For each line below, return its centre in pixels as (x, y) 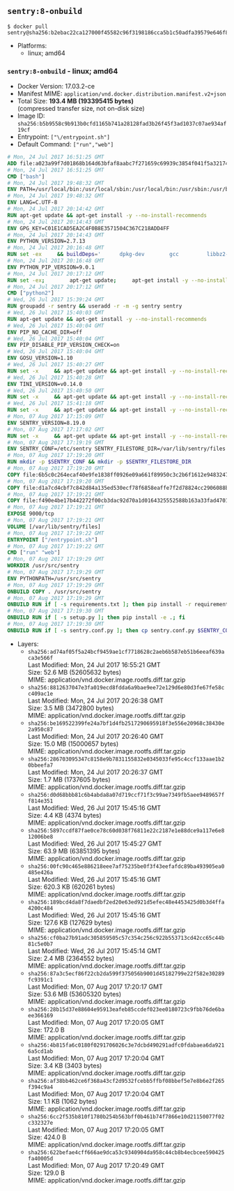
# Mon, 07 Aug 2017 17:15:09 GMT (56, 417)
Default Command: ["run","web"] (65, 144)
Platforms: (32, 45)
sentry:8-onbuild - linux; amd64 (63, 71)
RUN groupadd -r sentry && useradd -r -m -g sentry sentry (95, 306)
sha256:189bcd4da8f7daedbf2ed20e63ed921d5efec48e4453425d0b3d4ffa (126, 902)
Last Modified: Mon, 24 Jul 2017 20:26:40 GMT (96, 736)
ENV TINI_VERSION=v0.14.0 (45, 384)
